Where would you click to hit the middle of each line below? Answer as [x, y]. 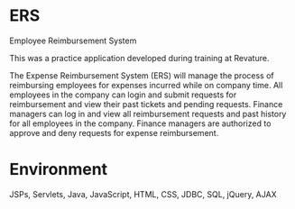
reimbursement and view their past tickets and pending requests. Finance [146, 104]
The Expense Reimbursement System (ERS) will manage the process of [142, 75]
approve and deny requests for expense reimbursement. [114, 132]
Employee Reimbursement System [73, 41]
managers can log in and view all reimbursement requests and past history [148, 114]
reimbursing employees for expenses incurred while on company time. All [146, 85]
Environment [59, 170]
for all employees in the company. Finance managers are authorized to [140, 123]
